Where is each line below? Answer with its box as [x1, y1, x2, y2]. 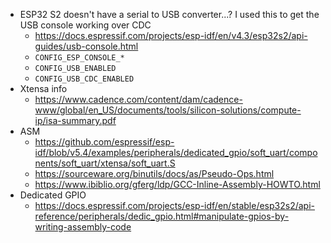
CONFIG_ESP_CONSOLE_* [34, 53, 125, 63]
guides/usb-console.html [34, 40, 139, 52]
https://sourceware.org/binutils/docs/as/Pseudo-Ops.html [34, 168, 275, 179]
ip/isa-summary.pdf [34, 115, 117, 126]
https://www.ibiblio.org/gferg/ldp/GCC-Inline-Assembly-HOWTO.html [34, 179, 321, 190]
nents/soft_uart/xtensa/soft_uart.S [34, 157, 176, 169]
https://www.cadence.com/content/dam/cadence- [34, 94, 243, 105]
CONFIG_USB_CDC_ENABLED [34, 74, 135, 84]
